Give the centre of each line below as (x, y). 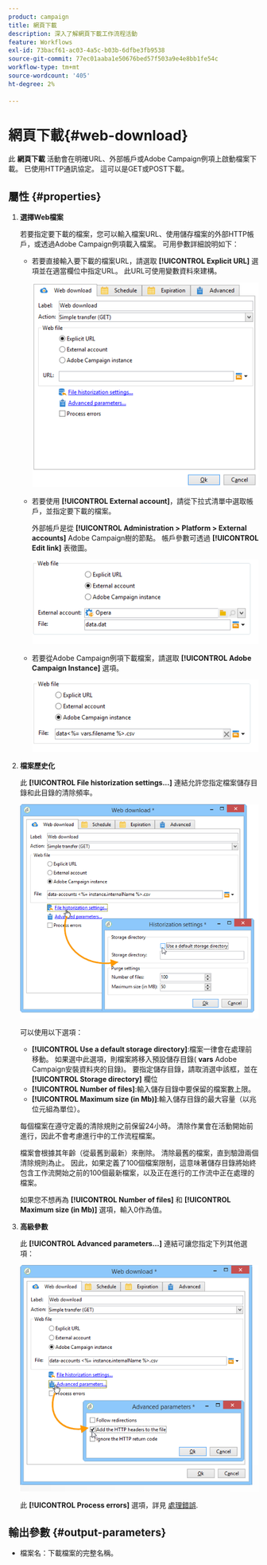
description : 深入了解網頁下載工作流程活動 (73, 33)
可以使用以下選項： (51, 1032)
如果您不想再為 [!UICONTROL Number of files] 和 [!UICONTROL (125, 1200)
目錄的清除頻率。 (69, 792)
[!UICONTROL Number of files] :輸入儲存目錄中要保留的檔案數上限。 (143, 1089)
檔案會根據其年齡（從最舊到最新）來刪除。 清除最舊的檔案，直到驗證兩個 (139, 1153)
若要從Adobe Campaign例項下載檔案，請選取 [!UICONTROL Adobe (141, 659)
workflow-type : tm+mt (44, 68)
